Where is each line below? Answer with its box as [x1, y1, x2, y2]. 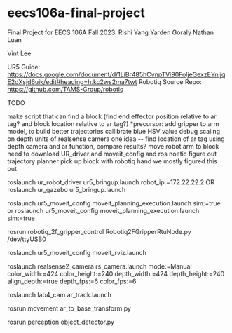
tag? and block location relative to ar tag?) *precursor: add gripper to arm [7, 119, 219, 128]
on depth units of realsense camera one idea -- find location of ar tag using [7, 135, 226, 143]
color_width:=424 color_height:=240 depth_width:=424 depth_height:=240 [7, 269, 225, 278]
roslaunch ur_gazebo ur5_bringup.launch [7, 185, 126, 193]
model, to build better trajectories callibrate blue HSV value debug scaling [7, 127, 221, 135]
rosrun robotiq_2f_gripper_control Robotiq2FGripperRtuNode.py [7, 227, 191, 236]
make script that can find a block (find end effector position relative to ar [7, 112, 217, 121]
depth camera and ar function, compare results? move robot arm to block [7, 142, 219, 150]
